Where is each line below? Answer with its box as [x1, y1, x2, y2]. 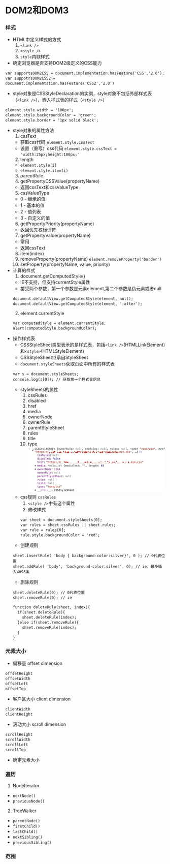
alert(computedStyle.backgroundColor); [12, 326, 97, 331]
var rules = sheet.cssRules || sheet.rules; [20, 522, 116, 528]
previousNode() [12, 799, 45, 804]
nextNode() [12, 793, 36, 798]
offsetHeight [5, 671, 33, 676]
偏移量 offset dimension [12, 660, 62, 666]
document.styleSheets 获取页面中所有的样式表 [20, 361, 115, 367]
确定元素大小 [12, 757, 40, 763]
